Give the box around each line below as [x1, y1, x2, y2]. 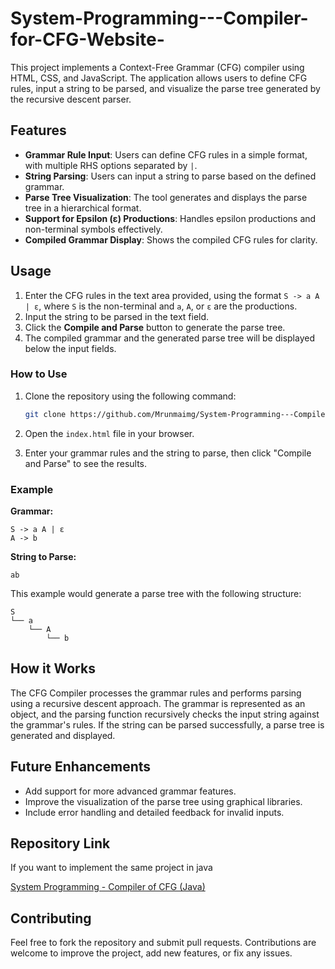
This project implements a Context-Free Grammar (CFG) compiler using [10, 61, 305, 73]
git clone [24, 409, 67, 419]
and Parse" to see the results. [24, 457, 148, 469]
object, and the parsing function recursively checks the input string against [10, 708, 320, 720]
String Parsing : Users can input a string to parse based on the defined [24, 170, 317, 182]
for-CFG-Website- [10, 28, 165, 51]
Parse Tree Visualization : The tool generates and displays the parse [24, 191, 308, 203]
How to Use [10, 367, 68, 381]
